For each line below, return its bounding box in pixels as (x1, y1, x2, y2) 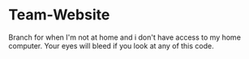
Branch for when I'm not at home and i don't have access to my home (8, 32, 242, 42)
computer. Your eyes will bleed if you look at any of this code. (8, 40, 215, 50)
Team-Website (8, 6, 110, 24)
